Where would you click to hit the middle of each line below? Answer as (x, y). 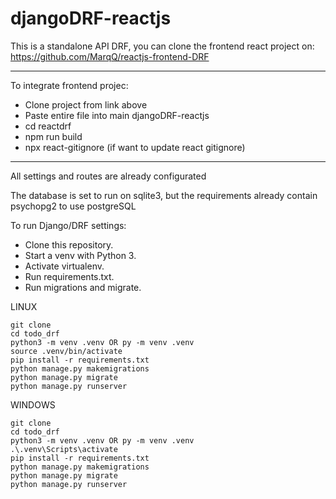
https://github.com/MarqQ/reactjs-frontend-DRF (110, 56)
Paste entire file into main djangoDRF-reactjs (117, 115)
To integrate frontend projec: (69, 85)
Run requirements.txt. (69, 276)
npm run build (53, 136)
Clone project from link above (86, 104)
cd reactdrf (48, 126)
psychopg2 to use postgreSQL (73, 206)
